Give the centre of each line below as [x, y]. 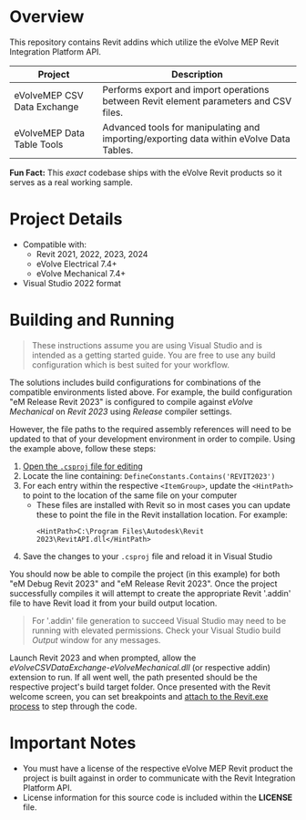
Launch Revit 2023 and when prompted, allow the [103, 658]
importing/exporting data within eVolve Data [197, 139]
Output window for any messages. [96, 639]
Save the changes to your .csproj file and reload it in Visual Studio [148, 556]
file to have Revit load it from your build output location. [113, 603]
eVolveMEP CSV [49, 95]
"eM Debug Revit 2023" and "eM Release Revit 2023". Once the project [143, 583]
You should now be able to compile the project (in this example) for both [145, 574]
